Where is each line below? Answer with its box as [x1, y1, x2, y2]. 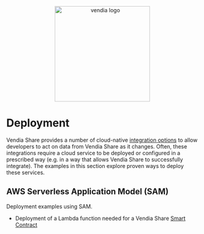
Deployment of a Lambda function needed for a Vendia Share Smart [15, 214, 186, 222]
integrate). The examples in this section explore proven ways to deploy [6, 162, 184, 169]
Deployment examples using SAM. [6, 202, 93, 210]
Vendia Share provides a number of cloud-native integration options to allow [6, 136, 198, 144]
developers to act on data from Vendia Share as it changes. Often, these [6, 142, 188, 150]
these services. [6, 169, 45, 176]
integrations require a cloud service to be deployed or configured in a [6, 149, 181, 156]
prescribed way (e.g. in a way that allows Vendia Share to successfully [6, 156, 183, 163]
